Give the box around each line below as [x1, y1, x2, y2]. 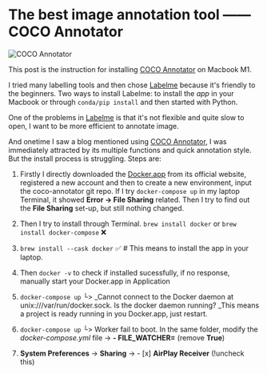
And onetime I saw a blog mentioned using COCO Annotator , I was [8, 136, 228, 146]
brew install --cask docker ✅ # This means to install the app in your [19, 243, 249, 253]
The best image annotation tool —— [8, 6, 252, 24]
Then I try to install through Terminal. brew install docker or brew [19, 219, 237, 228]
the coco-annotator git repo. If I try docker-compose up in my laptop [19, 186, 240, 195]
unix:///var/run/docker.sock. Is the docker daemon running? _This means [19, 300, 260, 310]
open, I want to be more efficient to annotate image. [8, 121, 180, 131]
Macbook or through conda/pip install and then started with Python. [8, 97, 238, 107]
